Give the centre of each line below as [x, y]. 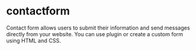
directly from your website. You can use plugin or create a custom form [95, 34]
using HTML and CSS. [34, 40]
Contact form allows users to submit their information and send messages [98, 28]
